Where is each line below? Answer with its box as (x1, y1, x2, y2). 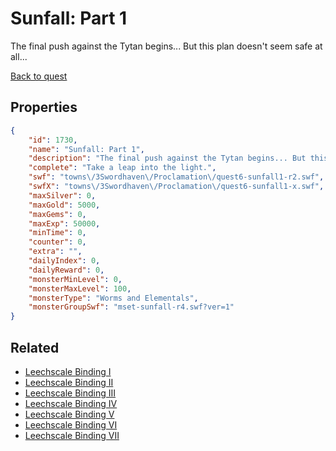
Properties (10, 99, 78, 116)
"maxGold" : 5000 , (28, 200, 101, 210)
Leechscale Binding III (24, 387, 117, 399)
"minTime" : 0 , (28, 228, 87, 238)
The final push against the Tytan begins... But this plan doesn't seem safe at (10, 40, 323, 52)
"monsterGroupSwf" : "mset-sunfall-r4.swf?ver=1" (28, 302, 235, 312)
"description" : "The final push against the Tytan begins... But (28, 153, 307, 164)
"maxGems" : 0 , (28, 209, 87, 219)
